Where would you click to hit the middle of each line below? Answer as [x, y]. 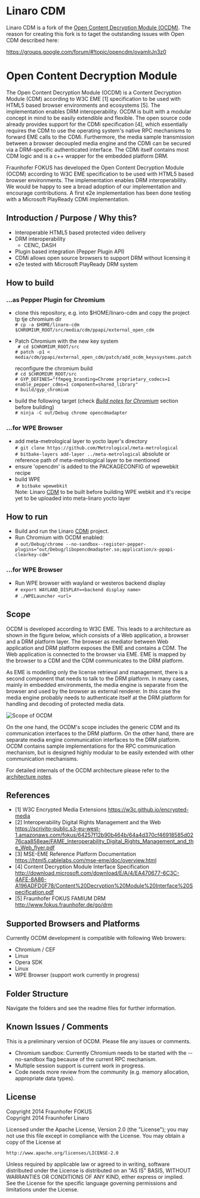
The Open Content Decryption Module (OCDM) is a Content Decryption [94, 92]
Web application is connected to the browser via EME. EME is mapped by [96, 654]
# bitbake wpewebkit [42, 486]
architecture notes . [29, 776]
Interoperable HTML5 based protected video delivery [80, 232]
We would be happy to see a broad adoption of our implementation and [94, 186]
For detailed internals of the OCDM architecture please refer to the [88, 770]
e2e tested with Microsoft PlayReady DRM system [76, 264]
